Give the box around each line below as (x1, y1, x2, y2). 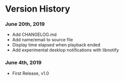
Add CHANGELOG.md (12, 32, 57, 37)
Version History (5, 3, 70, 15)
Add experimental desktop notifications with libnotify (12, 47, 119, 53)
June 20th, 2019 (5, 21, 45, 28)
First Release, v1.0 (12, 70, 49, 76)
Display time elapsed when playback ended (12, 42, 100, 48)
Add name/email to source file (12, 37, 74, 43)
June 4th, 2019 (5, 59, 42, 66)
